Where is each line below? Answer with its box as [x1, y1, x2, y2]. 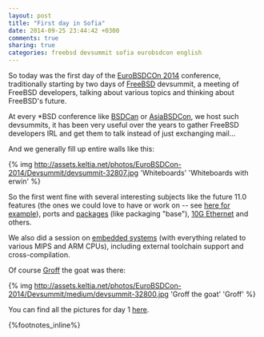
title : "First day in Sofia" [8, 19, 106, 27]
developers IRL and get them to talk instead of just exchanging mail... [8, 129, 236, 138]
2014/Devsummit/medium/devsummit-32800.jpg [8, 289, 170, 299]
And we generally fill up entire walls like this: [8, 145, 154, 153]
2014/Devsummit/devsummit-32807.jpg [8, 168, 138, 177]
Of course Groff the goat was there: [8, 265, 126, 275]
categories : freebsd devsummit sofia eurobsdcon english [8, 49, 202, 57]
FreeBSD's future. [8, 97, 67, 105]
